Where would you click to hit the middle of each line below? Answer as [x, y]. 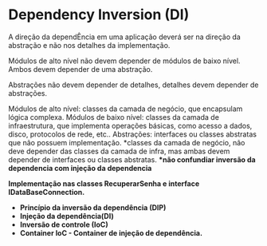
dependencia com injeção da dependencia [80, 168]
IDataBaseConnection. [47, 192]
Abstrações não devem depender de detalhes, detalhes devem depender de [133, 85]
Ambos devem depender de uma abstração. [80, 69]
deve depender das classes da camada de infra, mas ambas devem [119, 151]
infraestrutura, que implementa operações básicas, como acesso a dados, [130, 125]
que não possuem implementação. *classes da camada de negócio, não [127, 142]
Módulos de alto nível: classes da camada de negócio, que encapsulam [126, 109]
